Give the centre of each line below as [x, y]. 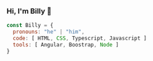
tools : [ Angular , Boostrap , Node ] [66, 44]
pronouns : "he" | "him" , [49, 32]
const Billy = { [30, 26]
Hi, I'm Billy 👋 [29, 11]
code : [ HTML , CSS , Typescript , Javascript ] [80, 38]
